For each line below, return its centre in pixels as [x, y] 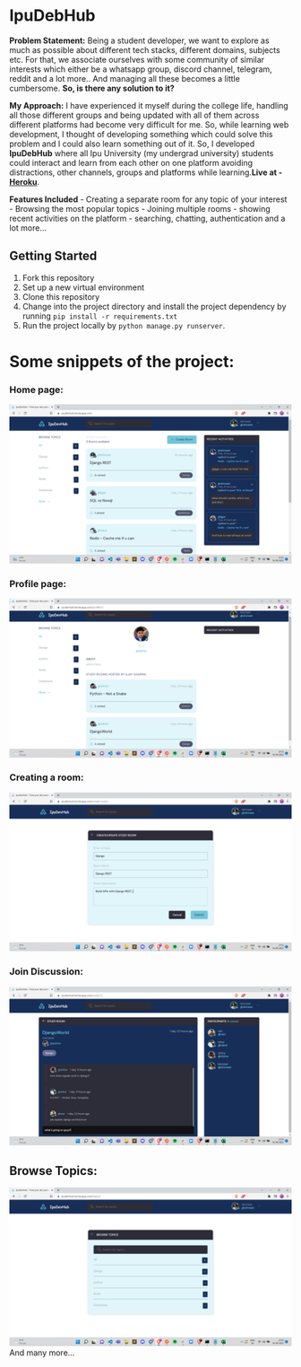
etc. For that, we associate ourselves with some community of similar [137, 59]
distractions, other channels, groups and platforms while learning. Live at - [146, 172]
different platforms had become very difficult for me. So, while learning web [149, 124]
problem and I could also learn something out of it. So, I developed [132, 144]
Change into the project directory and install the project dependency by [154, 306]
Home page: [37, 390]
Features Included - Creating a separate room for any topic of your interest [148, 199]
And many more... [42, 1353]
